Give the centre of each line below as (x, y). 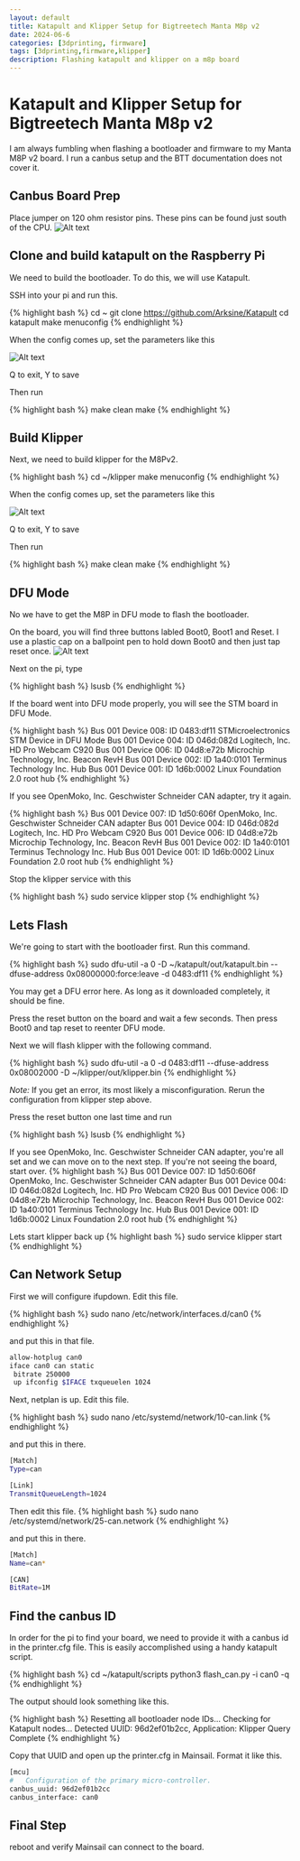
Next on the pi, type (46, 669)
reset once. (31, 652)
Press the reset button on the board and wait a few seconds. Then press (143, 1018)
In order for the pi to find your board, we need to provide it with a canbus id (149, 1638)
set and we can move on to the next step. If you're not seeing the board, (143, 1162)
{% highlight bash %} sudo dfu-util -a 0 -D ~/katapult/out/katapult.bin (139, 964)
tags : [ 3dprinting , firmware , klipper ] (80, 51)
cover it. (25, 167)
